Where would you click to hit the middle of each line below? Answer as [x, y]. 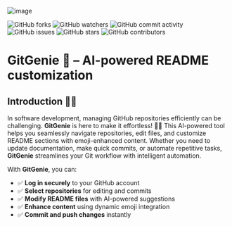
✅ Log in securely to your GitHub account [78, 183]
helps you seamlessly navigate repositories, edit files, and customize [107, 133]
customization [50, 76]
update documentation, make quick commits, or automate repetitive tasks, [115, 148]
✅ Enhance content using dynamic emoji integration [94, 207]
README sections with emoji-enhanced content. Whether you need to [109, 140]
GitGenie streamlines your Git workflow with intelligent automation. [104, 156]
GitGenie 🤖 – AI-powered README [108, 61]
